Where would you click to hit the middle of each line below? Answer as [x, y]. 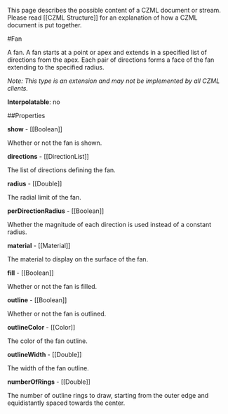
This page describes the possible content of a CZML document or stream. [114, 10]
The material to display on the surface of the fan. [78, 259]
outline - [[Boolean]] [37, 300]
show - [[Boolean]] [35, 129]
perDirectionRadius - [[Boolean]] [56, 211]
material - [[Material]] [39, 246]
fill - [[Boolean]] [31, 273]
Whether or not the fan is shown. [55, 143]
